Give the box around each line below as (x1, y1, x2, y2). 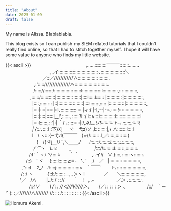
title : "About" (5, 7, 38, 13)
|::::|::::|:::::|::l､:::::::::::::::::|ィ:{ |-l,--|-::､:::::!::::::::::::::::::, (32, 107, 144, 113)
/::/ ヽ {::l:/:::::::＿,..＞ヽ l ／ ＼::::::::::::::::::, (21, 171, 146, 177)
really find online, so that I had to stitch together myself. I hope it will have (5, 46, 160, 53)
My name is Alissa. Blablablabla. (5, 31, 73, 37)
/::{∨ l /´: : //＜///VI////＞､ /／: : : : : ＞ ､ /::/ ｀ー (29, 183, 166, 190)
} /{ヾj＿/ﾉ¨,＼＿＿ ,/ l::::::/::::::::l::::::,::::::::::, (36, 139, 135, 145)
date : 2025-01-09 (5, 12, 42, 17)
